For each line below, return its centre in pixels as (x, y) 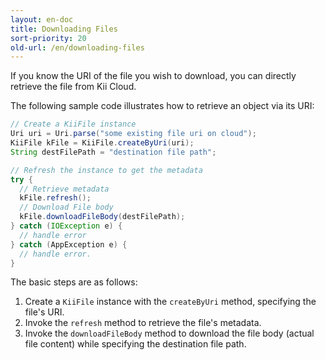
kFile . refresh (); (55, 198)
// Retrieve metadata (64, 189)
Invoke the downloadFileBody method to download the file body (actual (169, 333)
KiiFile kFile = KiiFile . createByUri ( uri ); (102, 143)
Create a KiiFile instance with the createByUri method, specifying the (170, 302)
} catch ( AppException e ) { (69, 244)
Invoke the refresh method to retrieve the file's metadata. (143, 323)
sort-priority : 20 (48, 38)
